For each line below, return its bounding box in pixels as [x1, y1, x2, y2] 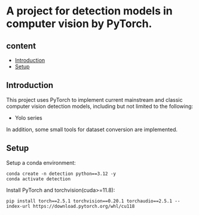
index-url [6, 203, 31, 209]
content [6, 41, 36, 51]
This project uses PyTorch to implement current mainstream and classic [6, 96, 183, 103]
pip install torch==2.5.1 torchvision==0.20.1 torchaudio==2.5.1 [6, 198, 172, 204]
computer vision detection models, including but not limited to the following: [6, 102, 193, 110]
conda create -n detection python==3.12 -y [6, 171, 117, 177]
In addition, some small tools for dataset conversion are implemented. [6, 126, 178, 133]
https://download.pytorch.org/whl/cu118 [32, 203, 135, 209]
